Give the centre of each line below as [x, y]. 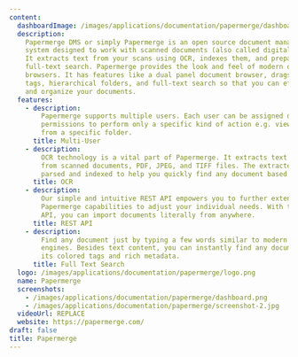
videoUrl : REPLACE [51, 314]
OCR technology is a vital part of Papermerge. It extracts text [165, 157]
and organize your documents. [81, 91]
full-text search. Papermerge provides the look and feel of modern [154, 67]
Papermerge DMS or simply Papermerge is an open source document [149, 42]
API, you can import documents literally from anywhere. [148, 215]
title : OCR [53, 182]
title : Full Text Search [78, 265]
